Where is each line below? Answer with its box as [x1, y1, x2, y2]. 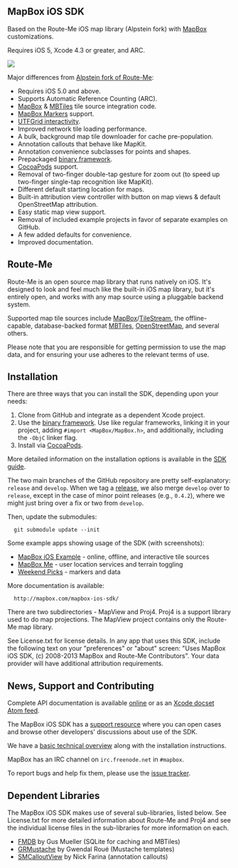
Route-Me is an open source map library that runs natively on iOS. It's [7, 277, 212, 286]
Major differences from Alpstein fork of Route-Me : [7, 73, 154, 81]
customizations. [7, 32, 54, 41]
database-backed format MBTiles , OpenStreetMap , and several [34, 321, 220, 330]
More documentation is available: [7, 582, 105, 590]
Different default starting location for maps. [17, 185, 144, 193]
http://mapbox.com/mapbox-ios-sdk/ [13, 595, 119, 603]
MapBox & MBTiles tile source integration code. [17, 102, 157, 110]
